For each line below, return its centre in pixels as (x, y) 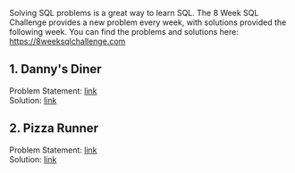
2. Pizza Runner (54, 128)
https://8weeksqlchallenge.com (67, 41)
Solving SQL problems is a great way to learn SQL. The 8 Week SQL (134, 13)
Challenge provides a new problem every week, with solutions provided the (148, 22)
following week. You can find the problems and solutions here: (124, 32)
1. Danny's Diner (55, 69)
